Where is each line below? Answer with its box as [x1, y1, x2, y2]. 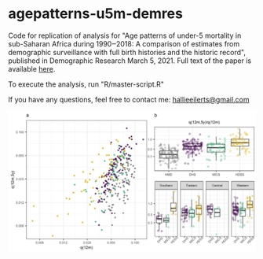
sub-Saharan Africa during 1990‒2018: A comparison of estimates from [8, 39, 240, 48]
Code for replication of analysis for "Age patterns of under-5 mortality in [8, 31, 242, 40]
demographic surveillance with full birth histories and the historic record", [8, 47, 246, 57]
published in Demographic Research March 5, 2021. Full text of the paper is [8, 56, 252, 65]
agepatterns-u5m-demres [8, 5, 183, 23]
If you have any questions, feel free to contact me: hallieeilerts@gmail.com [8, 94, 250, 104]
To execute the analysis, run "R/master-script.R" [8, 80, 165, 89]
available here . [8, 64, 56, 73]
